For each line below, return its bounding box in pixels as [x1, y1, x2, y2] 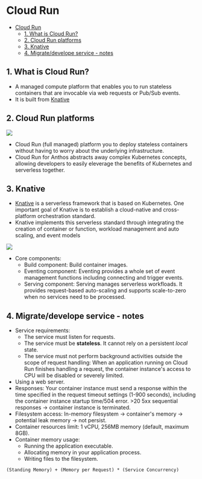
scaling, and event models [14, 232, 81, 239]
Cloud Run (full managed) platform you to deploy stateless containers [14, 140, 188, 148]
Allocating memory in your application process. [24, 449, 142, 456]
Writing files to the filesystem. [24, 455, 98, 463]
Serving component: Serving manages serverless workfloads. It [24, 280, 183, 288]
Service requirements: [14, 327, 71, 334]
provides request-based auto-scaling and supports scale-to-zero [24, 287, 186, 294]
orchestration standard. [37, 213, 96, 220]
